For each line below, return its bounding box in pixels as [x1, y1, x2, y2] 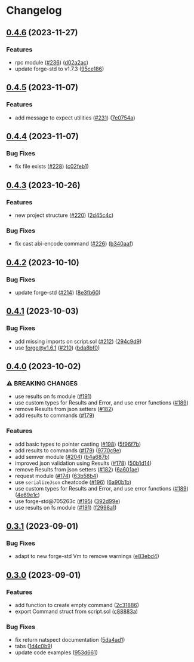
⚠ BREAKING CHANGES [6, 379, 78, 387]
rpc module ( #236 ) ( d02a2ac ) [14, 59, 88, 66]
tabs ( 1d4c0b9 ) [14, 643, 53, 650]
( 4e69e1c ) [14, 491, 40, 498]
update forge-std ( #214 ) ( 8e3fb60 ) [14, 289, 101, 296]
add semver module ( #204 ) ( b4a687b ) [14, 453, 110, 460]
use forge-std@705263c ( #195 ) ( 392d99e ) [14, 497, 121, 505]
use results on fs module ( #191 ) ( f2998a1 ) [14, 504, 117, 511]
